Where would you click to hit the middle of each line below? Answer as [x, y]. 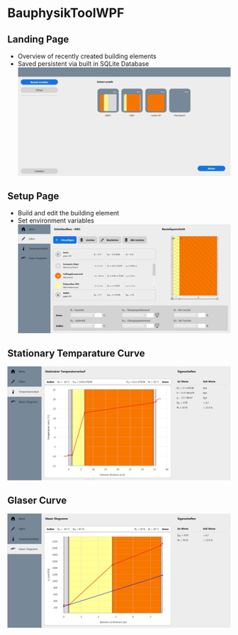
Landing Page [38, 39]
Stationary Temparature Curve [76, 353]
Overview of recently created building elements [87, 56]
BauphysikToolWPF [66, 13]
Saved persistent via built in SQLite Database [83, 64]
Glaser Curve [37, 500]
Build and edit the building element [68, 213]
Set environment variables [56, 220]
